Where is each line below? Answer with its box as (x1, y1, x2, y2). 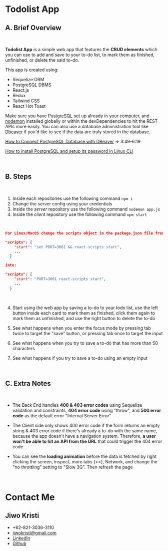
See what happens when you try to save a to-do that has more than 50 (12, 340, 158, 346)
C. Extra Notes (5, 379, 51, 388)
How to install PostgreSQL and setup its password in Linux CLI (5, 148, 133, 154)
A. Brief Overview (5, 24, 61, 32)
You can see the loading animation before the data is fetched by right (12, 453, 156, 459)
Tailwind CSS (12, 98, 40, 104)
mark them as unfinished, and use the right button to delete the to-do (12, 315, 155, 321)
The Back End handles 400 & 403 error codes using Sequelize (12, 402, 142, 408)
